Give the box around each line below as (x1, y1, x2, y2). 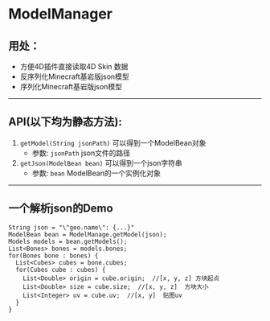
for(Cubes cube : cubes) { (15, 265, 106, 274)
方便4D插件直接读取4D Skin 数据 (19, 62, 129, 71)
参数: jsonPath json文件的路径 (31, 148, 131, 158)
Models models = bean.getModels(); (8, 237, 128, 245)
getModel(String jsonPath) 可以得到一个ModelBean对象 (19, 138, 207, 147)
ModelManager (8, 5, 112, 23)
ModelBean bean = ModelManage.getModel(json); (8, 230, 167, 238)
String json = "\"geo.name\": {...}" (8, 223, 135, 232)
